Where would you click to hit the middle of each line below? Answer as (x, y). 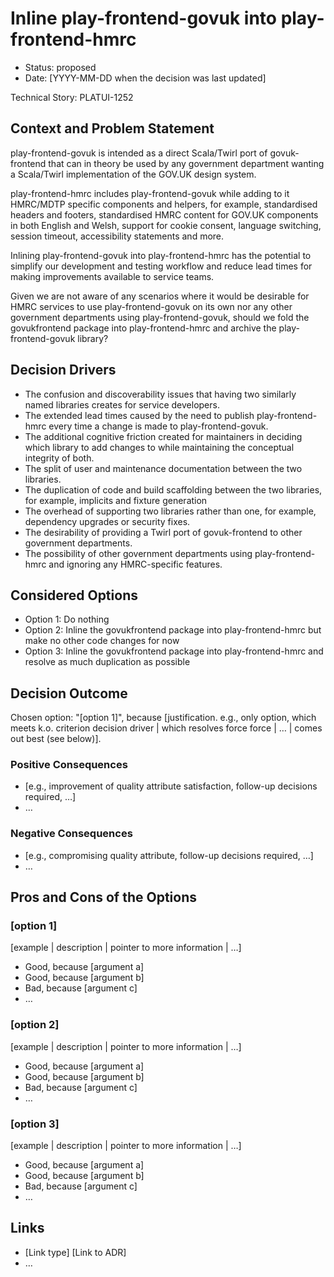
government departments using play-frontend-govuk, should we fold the (160, 317)
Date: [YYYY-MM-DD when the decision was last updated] (145, 78)
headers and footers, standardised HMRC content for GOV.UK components (164, 214)
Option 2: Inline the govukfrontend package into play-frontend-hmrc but (173, 630)
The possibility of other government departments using (138, 553)
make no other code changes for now (102, 641)
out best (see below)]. (56, 739)
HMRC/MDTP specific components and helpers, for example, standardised (164, 204)
